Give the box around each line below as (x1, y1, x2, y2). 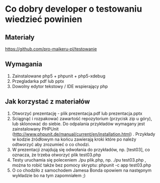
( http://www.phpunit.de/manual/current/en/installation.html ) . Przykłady (12, 131, 156, 137)
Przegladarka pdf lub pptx (12, 78, 64, 84)
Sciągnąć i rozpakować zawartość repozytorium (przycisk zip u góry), (12, 115, 152, 121)
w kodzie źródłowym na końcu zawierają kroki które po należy (12, 136, 137, 142)
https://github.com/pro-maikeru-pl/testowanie (5, 46, 97, 52)
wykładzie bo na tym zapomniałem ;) (12, 172, 86, 178)
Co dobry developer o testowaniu (5, 3, 142, 15)
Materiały (5, 33, 35, 41)
